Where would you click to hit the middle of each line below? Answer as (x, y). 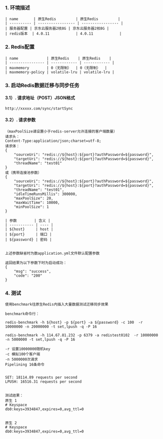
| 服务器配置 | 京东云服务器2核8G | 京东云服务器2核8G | (57, 29)
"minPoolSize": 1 (31, 207)
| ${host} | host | (29, 229)
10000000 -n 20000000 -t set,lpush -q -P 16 (51, 327)
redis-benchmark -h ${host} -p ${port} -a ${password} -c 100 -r (74, 323)
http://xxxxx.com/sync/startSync (39, 109)
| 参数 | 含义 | (28, 220)
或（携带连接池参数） (23, 173)
